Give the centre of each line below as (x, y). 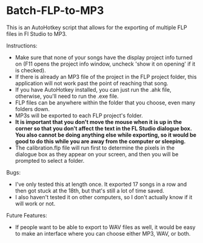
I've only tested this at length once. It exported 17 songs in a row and (101, 184)
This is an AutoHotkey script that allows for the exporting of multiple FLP (97, 27)
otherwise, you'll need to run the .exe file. (67, 96)
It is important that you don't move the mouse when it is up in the (98, 122)
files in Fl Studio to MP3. (37, 33)
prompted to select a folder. (50, 160)
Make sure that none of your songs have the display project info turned (104, 57)
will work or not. (35, 204)
